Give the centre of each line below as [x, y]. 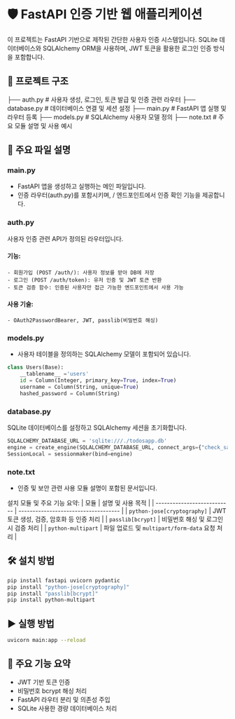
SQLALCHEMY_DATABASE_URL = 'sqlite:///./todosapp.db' [87, 441]
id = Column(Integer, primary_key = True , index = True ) [98, 381]
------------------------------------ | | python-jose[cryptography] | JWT [122, 511]
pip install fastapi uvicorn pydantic [64, 580]
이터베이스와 [24, 48]
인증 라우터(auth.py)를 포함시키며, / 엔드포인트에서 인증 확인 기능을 [109, 195]
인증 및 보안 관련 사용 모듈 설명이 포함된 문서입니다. [87, 488]
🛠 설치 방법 [31, 561]
